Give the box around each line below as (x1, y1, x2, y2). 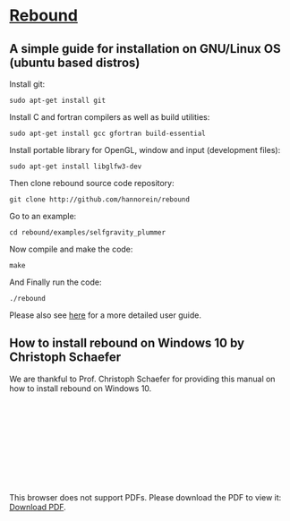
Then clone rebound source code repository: (9, 178, 175, 188)
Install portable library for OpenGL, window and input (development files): (9, 145, 281, 155)
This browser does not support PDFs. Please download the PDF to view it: (9, 491, 282, 502)
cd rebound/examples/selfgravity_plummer (9, 228, 166, 237)
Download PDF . (9, 501, 67, 512)
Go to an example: (9, 211, 77, 221)
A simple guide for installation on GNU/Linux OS (9, 41, 281, 56)
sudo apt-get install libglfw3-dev (9, 162, 142, 171)
